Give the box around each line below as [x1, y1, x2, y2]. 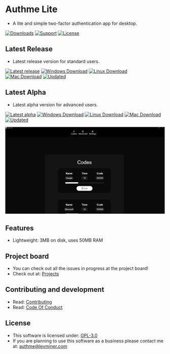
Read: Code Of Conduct [12, 304, 63, 310]
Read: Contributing [12, 299, 52, 305]
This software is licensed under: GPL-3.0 [12, 332, 98, 338]
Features [5, 224, 34, 232]
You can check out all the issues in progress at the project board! [12, 265, 148, 271]
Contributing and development [5, 285, 105, 294]
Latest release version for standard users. [12, 58, 100, 64]
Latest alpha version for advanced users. [12, 101, 98, 107]
